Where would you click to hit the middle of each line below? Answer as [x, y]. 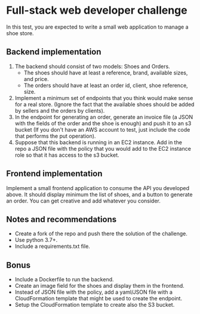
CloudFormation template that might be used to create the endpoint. [99, 299]
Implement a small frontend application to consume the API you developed [98, 188]
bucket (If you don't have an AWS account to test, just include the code [102, 129]
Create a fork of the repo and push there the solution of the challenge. [101, 234]
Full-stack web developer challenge [97, 10]
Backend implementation [54, 52]
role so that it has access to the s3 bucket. [67, 155]
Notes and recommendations [61, 219]
